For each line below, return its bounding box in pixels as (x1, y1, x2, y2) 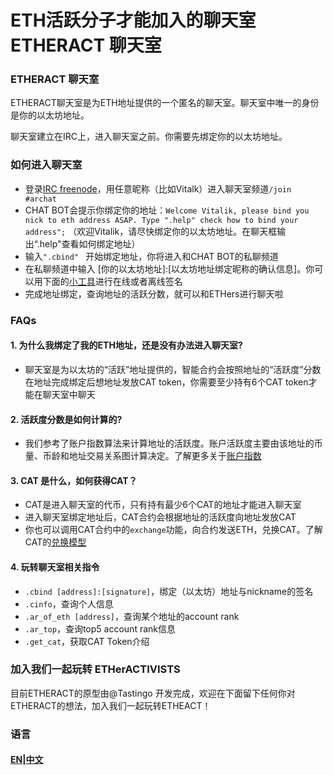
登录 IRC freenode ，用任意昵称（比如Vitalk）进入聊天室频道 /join (24, 182, 292, 195)
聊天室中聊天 (42, 388, 96, 400)
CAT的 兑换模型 (24, 536, 87, 548)
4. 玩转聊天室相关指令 (10, 561, 100, 573)
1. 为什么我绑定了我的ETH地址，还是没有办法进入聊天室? (10, 339, 243, 351)
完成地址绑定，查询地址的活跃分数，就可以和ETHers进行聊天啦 (24, 287, 284, 300)
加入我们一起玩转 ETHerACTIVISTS (10, 662, 181, 676)
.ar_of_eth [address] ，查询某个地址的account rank (24, 610, 240, 622)
